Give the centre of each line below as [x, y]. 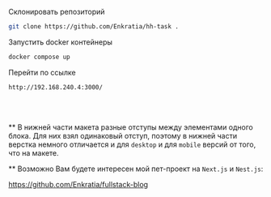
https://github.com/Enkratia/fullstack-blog [78, 184]
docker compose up [39, 57]
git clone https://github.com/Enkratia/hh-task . [94, 27]
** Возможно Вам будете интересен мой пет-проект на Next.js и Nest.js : [136, 169]
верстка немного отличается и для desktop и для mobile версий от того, [132, 144]
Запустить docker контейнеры [61, 42]
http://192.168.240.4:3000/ [56, 87]
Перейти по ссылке [42, 72]
